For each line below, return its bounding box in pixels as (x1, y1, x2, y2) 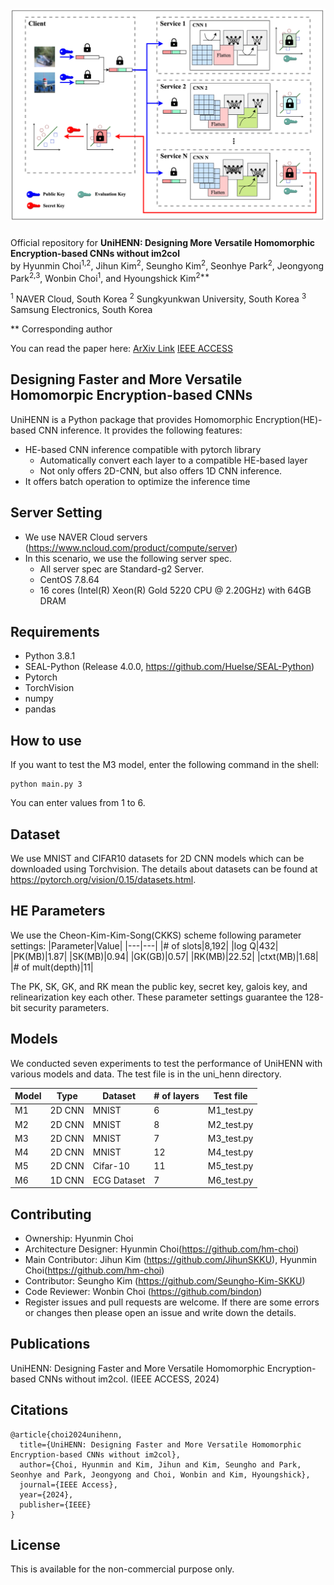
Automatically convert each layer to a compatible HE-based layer (39, 454, 308, 466)
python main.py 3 (10, 779, 83, 790)
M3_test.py (207, 1132, 254, 1144)
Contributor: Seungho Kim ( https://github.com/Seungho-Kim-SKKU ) (24, 1275, 306, 1287)
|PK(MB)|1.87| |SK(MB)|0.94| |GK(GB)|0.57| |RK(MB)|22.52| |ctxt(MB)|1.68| (10, 950, 319, 962)
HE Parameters (10, 903, 106, 920)
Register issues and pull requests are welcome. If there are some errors (24, 1296, 320, 1308)
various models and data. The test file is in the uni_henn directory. (10, 1068, 282, 1080)
